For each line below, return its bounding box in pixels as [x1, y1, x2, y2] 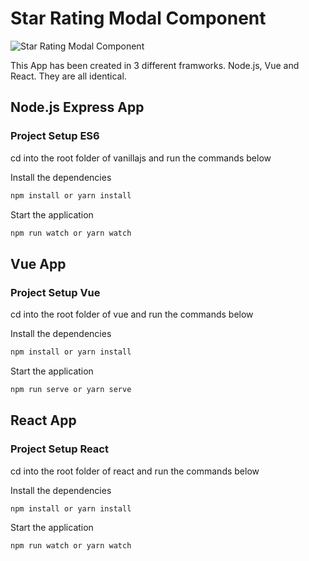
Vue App [10, 255, 67, 272]
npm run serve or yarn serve [10, 384, 132, 394]
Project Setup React [10, 442, 109, 456]
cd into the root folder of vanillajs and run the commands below [10, 152, 272, 164]
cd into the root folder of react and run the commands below [10, 465, 260, 477]
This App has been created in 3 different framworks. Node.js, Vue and [10, 59, 300, 71]
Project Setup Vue [10, 285, 101, 299]
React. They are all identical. [10, 70, 127, 82]
